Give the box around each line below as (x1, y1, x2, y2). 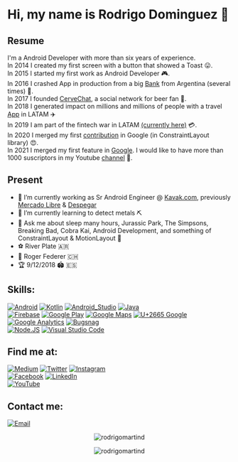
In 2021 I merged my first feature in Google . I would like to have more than (7, 146, 224, 154)
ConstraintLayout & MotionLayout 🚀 (17, 234, 122, 242)
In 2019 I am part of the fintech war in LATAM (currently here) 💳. (7, 121, 198, 129)
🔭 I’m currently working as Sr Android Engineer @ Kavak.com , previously (17, 193, 231, 201)
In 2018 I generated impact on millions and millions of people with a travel (7, 102, 222, 110)
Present (7, 174, 43, 186)
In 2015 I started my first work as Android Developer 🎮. (7, 69, 171, 77)
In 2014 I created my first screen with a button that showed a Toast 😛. (7, 61, 213, 70)
